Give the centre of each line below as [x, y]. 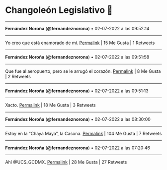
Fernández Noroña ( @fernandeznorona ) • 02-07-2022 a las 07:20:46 [78, 148]
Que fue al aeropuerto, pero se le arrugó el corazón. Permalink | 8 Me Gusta [83, 71]
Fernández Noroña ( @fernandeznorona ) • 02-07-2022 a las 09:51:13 [77, 91]
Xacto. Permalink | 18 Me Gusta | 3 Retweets [50, 105]
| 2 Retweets [18, 76]
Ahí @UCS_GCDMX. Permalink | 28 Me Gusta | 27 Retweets [66, 162]
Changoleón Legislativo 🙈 [59, 10]
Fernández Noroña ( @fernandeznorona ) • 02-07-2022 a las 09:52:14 [78, 28]
